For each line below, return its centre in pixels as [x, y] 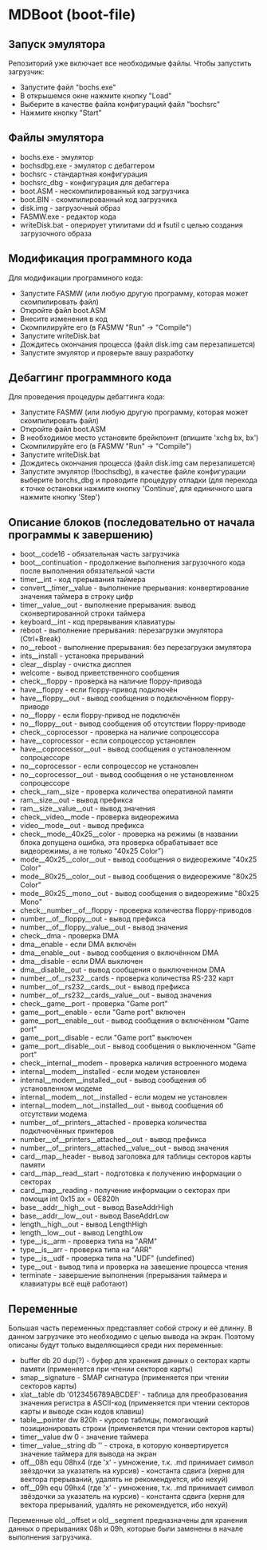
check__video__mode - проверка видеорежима [99, 817]
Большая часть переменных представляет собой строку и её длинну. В [130, 1328]
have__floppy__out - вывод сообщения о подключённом [114, 698]
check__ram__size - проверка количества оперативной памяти [126, 791]
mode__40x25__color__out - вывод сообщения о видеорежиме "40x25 [138, 859]
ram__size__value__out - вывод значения [87, 809]
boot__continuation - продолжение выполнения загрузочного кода [132, 563]
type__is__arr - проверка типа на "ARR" [86, 1250]
